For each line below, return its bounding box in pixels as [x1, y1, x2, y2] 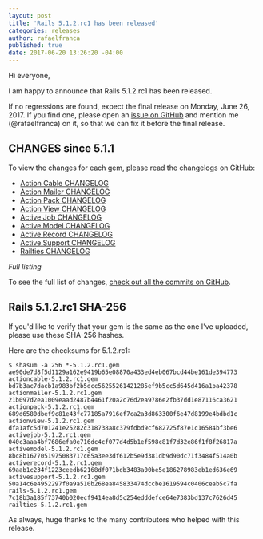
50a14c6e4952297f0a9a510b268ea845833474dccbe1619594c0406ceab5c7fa [8, 480, 238, 488]
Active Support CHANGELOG [19, 237, 116, 248]
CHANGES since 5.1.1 [8, 141, 114, 156]
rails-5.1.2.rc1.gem [8, 486, 78, 495]
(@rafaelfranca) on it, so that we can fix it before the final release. [8, 119, 225, 128]
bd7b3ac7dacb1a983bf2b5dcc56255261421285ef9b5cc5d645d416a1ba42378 [8, 382, 238, 390]
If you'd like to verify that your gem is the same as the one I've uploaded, [8, 321, 249, 331]
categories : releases [8, 26, 81, 34]
